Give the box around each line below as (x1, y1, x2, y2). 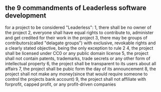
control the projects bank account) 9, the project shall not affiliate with (5, 76, 146, 82)
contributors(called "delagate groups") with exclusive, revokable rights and (5, 40, 156, 46)
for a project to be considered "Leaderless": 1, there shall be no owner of (5, 24, 152, 30)
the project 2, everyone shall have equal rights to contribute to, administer (5, 29, 154, 36)
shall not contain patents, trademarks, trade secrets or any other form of (5, 55, 150, 61)
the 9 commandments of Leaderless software (5, 4, 147, 12)
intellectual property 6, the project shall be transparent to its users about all (5, 60, 156, 66)
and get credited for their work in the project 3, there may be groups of (5, 35, 148, 40)
